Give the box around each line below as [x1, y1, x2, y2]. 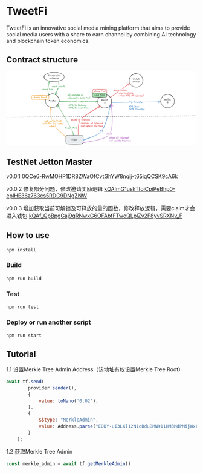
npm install [6, 247, 36, 253]
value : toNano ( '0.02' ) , [38, 398, 98, 404]
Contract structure [6, 55, 79, 65]
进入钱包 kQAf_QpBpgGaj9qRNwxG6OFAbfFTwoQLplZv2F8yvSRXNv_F [6, 212, 183, 219]
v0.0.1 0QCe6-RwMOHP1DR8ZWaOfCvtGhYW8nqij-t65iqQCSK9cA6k [6, 173, 178, 180]
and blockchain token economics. [6, 37, 90, 44]
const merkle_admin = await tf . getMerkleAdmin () [6, 460, 131, 467]
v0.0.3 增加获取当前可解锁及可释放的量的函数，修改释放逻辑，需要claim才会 [6, 205, 195, 212]
